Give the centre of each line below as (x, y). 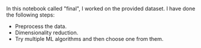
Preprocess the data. (41, 26)
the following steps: (31, 15)
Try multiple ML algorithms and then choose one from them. (89, 39)
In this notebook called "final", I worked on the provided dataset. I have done (101, 9)
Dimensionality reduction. (46, 33)
